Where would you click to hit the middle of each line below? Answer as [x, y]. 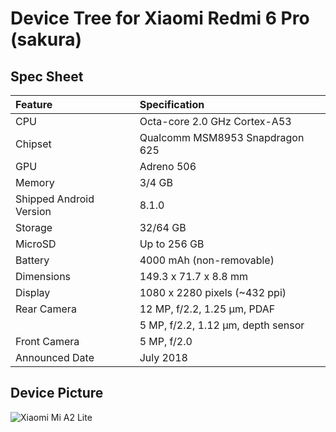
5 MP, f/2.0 [166, 341]
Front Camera [47, 341]
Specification [172, 104]
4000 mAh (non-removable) [207, 260]
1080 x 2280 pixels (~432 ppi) [213, 292]
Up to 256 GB [172, 244]
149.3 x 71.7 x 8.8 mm [193, 276]
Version [33, 211]
